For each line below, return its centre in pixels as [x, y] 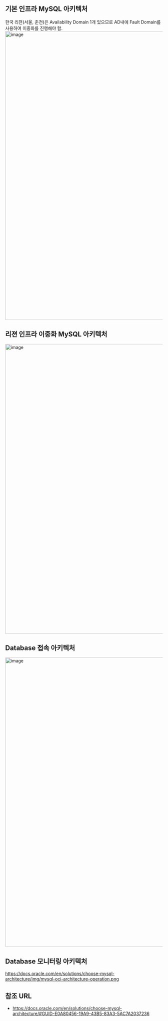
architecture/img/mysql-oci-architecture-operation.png [62, 979]
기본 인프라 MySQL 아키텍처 [46, 9]
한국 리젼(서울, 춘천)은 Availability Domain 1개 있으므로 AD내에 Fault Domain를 [83, 22]
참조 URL [18, 996]
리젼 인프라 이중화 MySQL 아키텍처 [56, 334]
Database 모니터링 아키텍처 [46, 961]
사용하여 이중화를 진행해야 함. [34, 28]
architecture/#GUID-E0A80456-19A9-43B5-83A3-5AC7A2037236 [81, 1013]
